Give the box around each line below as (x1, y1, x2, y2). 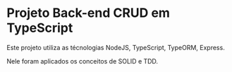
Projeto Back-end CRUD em (6, 5, 171, 21)
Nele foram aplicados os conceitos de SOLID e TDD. (6, 56, 159, 65)
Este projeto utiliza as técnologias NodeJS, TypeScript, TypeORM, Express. (6, 43, 225, 52)
